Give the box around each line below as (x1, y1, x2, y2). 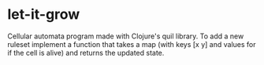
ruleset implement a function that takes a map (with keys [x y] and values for (7, 39, 257, 49)
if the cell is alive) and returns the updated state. (7, 48, 165, 57)
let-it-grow (7, 5, 80, 23)
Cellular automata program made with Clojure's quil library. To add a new (7, 31, 244, 41)
